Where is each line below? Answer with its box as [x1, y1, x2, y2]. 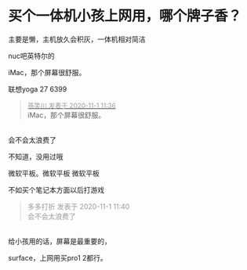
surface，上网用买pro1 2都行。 [8, 253, 107, 262]
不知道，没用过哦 [8, 152, 64, 161]
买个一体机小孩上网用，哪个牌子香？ [8, 7, 242, 25]
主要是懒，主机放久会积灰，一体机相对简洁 [8, 34, 146, 44]
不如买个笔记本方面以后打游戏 [8, 185, 104, 194]
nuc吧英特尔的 [8, 51, 55, 60]
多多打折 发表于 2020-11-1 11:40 [27, 201, 130, 211]
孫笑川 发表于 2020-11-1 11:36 [27, 101, 116, 110]
